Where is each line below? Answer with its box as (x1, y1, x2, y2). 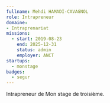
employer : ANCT (17, 52, 54, 58)
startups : (6, 58, 31, 64)
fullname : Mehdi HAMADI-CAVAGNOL (6, 8, 89, 15)
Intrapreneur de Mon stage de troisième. (6, 91, 105, 98)
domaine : (6, 19, 28, 25)
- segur (11, 74, 31, 80)
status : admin (17, 47, 51, 53)
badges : (6, 69, 25, 75)
